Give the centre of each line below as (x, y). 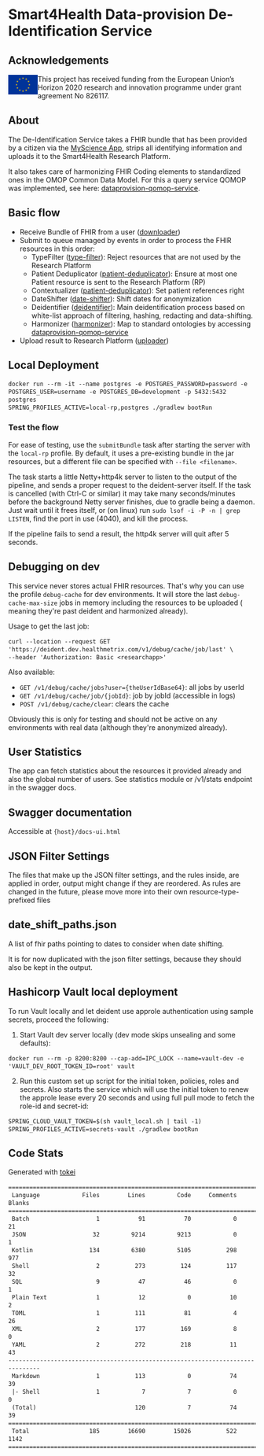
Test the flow (33, 428)
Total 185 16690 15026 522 (124, 1432)
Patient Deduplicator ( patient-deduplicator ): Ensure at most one (134, 274)
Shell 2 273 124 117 (124, 1266)
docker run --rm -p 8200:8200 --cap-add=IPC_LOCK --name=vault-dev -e (126, 1058)
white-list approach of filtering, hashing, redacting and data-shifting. (142, 315)
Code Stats (36, 1153)
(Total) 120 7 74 (124, 1408)
